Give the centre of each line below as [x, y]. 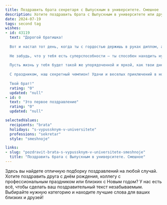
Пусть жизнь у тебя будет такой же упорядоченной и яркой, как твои [82, 65]
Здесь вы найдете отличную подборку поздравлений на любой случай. [81, 171]
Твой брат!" [22, 83]
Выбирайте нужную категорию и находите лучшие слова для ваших [78, 192]
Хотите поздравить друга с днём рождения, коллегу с [63, 176]
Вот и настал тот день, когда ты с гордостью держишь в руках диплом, [84, 47]
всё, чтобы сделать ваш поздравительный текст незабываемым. [74, 187]
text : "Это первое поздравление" [44, 102]
